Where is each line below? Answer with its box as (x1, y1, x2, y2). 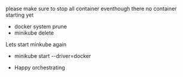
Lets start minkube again (5, 41, 67, 48)
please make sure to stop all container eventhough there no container (5, 5, 177, 12)
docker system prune (14, 23, 67, 30)
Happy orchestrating (14, 64, 65, 71)
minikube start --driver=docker (14, 53, 91, 59)
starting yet (5, 11, 34, 19)
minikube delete (14, 29, 54, 36)
